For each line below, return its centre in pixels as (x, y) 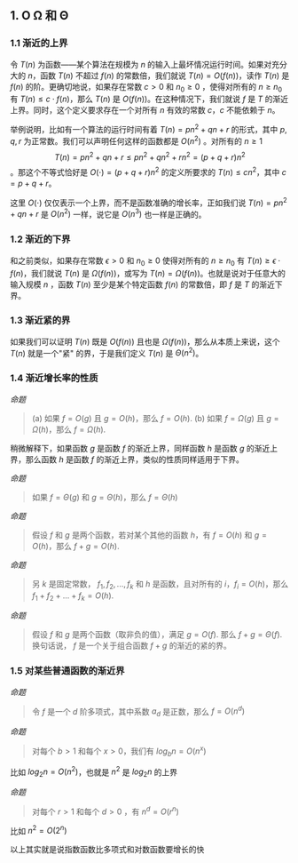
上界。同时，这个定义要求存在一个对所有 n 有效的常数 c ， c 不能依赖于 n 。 (145, 110)
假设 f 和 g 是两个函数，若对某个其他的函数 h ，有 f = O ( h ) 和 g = (149, 535)
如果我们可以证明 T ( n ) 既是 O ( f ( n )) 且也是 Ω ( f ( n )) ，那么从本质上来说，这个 (145, 341)
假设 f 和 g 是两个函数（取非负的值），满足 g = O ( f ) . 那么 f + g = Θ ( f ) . (157, 635)
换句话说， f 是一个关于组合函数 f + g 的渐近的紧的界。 (131, 646)
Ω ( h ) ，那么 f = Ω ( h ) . (69, 429)
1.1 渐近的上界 (39, 44)
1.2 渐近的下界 (40, 239)
